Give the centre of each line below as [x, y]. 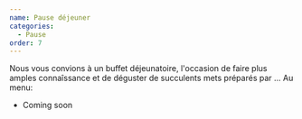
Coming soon [47, 105]
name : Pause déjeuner [50, 18]
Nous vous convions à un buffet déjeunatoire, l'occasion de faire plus [138, 69]
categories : [32, 26]
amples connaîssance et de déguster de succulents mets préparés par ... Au [151, 78]
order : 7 [26, 43]
